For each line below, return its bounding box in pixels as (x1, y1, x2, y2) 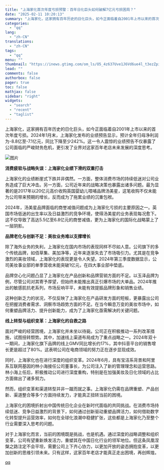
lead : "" (5, 67, 23, 72)
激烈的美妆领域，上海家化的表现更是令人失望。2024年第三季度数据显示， (5, 256, 153, 262)
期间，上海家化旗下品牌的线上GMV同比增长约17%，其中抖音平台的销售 (9, 340, 152, 346)
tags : (5, 48, 16, 53)
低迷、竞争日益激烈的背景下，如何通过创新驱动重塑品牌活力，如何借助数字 (9, 408, 159, 414)
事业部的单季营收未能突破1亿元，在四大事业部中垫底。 (18, 262, 127, 268)
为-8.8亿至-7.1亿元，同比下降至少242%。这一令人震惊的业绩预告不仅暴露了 (5, 138, 156, 144)
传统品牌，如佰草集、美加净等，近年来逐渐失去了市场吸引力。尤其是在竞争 (9, 249, 159, 255)
